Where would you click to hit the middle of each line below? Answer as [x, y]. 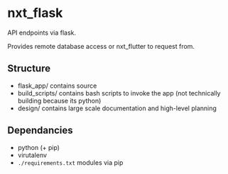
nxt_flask [35, 13]
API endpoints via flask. [42, 33]
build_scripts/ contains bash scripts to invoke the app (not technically [119, 93]
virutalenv [32, 155]
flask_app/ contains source [57, 86]
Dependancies [40, 130]
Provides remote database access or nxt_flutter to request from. [101, 46]
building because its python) [59, 100]
